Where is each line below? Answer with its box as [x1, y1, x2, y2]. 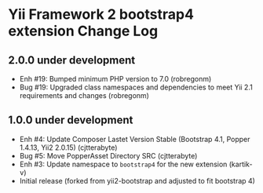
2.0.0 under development [8, 53, 136, 67]
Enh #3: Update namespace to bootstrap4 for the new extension [19, 159, 228, 169]
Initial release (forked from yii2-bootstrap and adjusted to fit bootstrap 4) [19, 176, 255, 185]
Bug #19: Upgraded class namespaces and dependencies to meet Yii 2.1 [19, 82, 253, 92]
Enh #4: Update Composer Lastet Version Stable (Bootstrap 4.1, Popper [19, 134, 250, 144]
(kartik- [228, 159, 253, 169]
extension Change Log [8, 22, 159, 40]
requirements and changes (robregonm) [19, 91, 149, 100]
